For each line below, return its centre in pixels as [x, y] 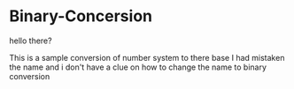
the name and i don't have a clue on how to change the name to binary [138, 67]
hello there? [31, 41]
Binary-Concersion [81, 16]
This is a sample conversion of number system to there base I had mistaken [147, 57]
